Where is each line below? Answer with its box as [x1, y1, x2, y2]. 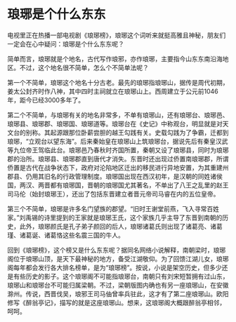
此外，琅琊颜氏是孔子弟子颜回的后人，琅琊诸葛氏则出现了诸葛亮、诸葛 [19, 222, 223, 230]
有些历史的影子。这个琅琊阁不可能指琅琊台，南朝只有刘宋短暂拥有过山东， [13, 271, 229, 281]
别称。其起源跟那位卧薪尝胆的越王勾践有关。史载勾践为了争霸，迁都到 [25, 128, 229, 137]
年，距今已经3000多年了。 [7, 95, 85, 104]
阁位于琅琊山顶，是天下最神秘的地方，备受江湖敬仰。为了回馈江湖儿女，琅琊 [7, 254, 229, 263]
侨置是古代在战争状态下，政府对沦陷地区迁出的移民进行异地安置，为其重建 [7, 163, 223, 172]
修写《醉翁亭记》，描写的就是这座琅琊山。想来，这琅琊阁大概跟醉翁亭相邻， [7, 298, 226, 307]
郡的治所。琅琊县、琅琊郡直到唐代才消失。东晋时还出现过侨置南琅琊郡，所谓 [7, 154, 229, 163]
